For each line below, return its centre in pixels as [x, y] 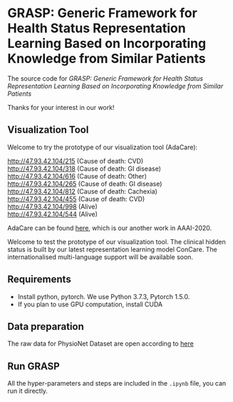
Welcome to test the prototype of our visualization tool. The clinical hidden [117, 241]
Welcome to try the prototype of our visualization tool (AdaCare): [103, 147]
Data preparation [46, 326]
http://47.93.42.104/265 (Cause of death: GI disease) [85, 184]
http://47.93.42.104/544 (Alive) [53, 214]
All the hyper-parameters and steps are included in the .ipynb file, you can [117, 383]
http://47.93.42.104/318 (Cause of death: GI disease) [84, 169]
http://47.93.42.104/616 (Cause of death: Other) [77, 176]
